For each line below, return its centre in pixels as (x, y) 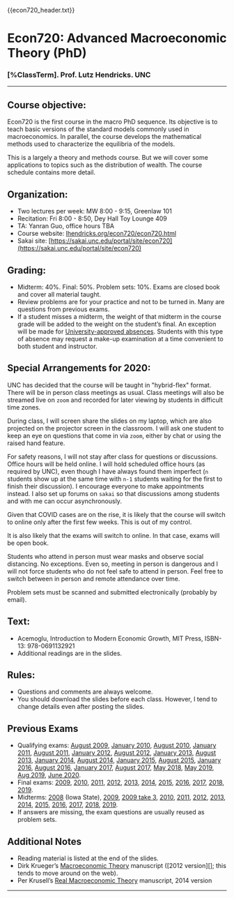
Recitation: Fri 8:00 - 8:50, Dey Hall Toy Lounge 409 (92, 218)
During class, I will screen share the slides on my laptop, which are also (110, 421)
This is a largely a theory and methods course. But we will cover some (108, 158)
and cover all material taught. (59, 294)
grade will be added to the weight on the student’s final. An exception (117, 324)
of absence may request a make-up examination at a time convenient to (120, 338)
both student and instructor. (57, 346)
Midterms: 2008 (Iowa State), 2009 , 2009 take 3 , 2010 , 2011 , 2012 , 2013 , (122, 798)
